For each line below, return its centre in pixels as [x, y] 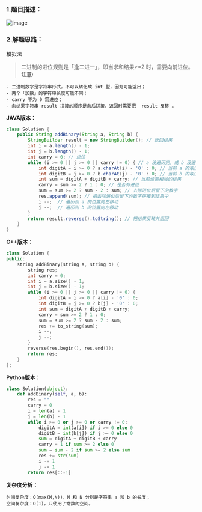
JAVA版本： [21, 118]
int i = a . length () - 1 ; [59, 146]
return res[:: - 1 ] [49, 472]
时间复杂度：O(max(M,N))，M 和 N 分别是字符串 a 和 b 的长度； [78, 497]
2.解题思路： [25, 40]
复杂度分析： [22, 484]
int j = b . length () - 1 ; [59, 151]
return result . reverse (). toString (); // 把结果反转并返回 [98, 218]
